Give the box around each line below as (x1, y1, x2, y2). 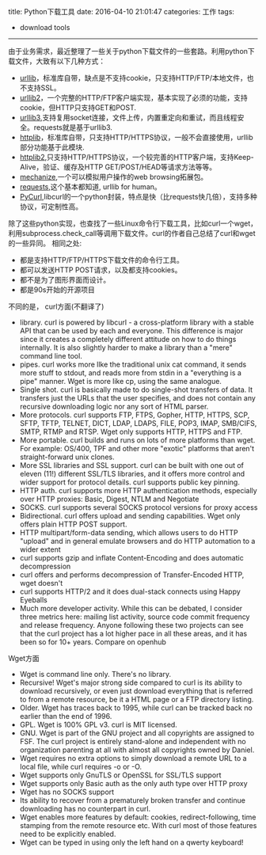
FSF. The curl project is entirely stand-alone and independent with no (19, 737, 247, 746)
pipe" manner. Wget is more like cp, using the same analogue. (19, 377, 222, 386)
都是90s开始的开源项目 (19, 285, 95, 294)
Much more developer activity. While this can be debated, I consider (19, 604, 243, 613)
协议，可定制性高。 (19, 202, 83, 211)
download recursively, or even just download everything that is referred (19, 686, 253, 695)
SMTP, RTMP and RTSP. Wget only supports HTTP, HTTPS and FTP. (19, 427, 243, 436)
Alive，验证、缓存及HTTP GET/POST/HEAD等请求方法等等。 (19, 162, 217, 172)
